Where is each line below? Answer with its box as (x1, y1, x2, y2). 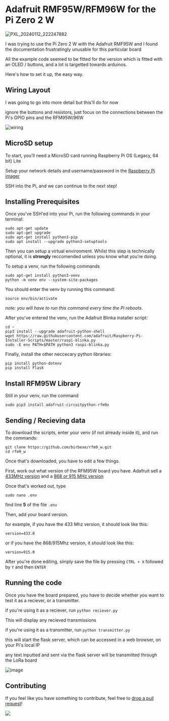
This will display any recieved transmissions (5, 617, 97, 623)
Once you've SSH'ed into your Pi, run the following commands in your (5, 211, 150, 217)
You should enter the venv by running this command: (5, 286, 115, 292)
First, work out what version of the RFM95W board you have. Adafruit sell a (5, 468, 162, 474)
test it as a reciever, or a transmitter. (5, 597, 80, 603)
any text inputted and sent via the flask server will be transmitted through (5, 652, 157, 658)
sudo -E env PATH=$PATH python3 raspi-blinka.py (5, 343, 109, 348)
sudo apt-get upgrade (5, 230, 51, 236)
